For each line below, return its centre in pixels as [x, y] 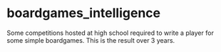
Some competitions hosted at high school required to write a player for [110, 33]
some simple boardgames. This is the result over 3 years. [91, 40]
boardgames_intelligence [84, 13]
